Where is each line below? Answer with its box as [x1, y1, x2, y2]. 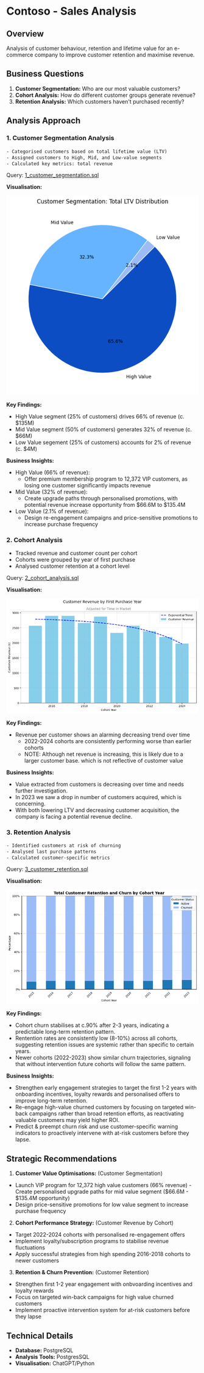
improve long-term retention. [15, 1097, 88, 1104]
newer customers [15, 1257, 60, 1265]
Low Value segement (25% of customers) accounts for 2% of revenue [15, 439, 192, 446]
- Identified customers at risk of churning [6, 842, 121, 849]
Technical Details [6, 1330, 74, 1341]
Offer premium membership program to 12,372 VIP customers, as [24, 475, 188, 482]
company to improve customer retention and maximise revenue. [34, 51, 195, 58]
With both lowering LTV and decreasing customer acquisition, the [15, 806, 180, 814]
